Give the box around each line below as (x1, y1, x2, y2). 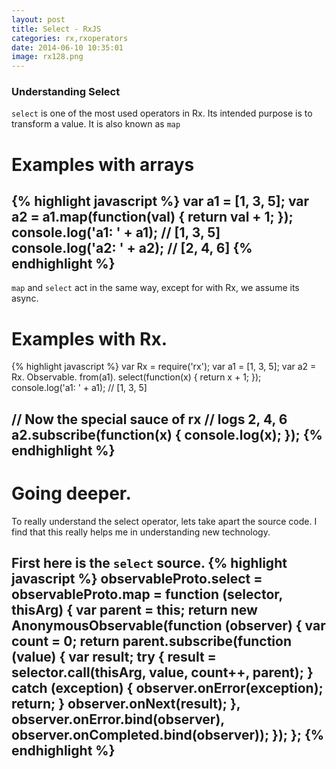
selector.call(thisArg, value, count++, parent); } (11, 664, 314, 681)
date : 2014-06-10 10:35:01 (11, 42, 124, 53)
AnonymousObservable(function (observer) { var (11, 617, 326, 635)
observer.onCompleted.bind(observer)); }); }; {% (11, 727, 325, 744)
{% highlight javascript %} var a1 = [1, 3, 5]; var (11, 193, 310, 210)
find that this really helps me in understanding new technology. (11, 526, 271, 538)
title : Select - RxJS (11, 24, 102, 34)
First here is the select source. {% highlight (11, 555, 288, 572)
